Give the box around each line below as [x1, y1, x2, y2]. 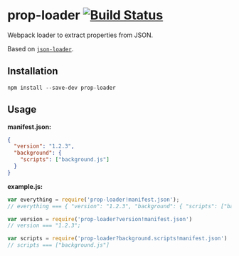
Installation [7, 65, 58, 78]
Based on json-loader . [7, 44, 74, 53]
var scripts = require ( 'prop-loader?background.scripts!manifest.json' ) [7, 235, 228, 242]
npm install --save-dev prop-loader [7, 84, 116, 91]
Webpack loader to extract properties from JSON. [7, 31, 154, 39]
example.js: [7, 182, 43, 190]
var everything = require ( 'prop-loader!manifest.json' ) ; [7, 196, 180, 203]
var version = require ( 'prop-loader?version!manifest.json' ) [7, 215, 193, 222]
